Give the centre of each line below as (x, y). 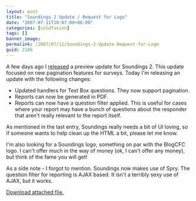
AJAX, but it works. (29, 180)
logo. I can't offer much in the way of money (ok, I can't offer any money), (96, 150)
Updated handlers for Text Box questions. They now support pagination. (102, 90)
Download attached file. (35, 192)
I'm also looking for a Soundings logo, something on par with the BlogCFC (96, 144)
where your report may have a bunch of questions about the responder (101, 109)
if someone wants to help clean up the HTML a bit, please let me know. (92, 133)
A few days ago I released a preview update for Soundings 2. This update (95, 66)
